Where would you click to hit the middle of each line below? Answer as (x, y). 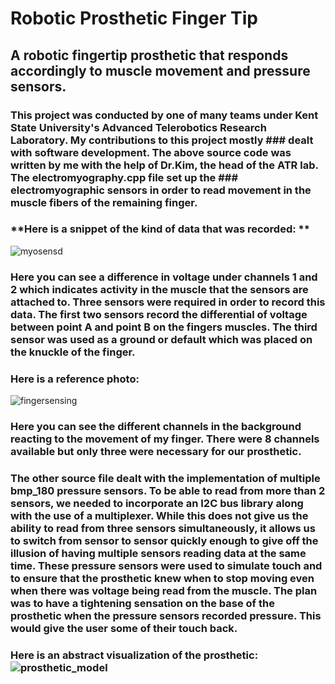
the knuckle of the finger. (73, 352)
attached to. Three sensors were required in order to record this (168, 302)
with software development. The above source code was (151, 152)
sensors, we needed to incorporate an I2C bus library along (157, 503)
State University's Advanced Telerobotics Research (138, 127)
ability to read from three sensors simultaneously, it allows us (163, 528)
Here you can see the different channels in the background (156, 426)
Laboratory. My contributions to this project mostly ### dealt (162, 140)
